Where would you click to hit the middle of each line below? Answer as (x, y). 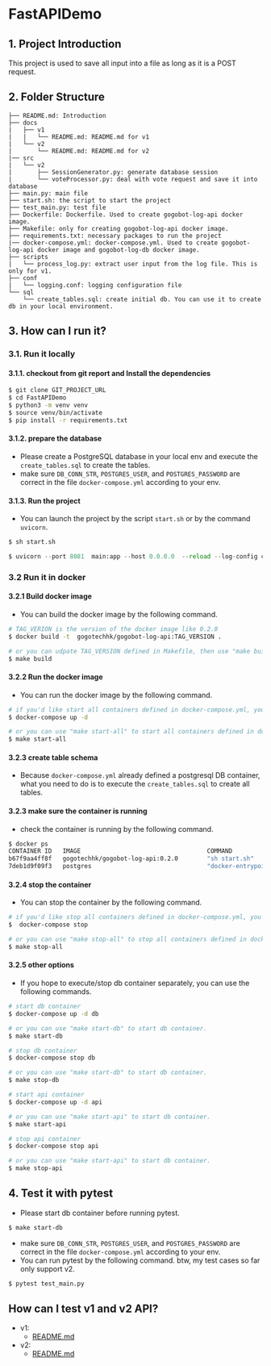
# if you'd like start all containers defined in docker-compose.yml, (129, 710)
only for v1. (30, 271)
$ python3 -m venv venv (48, 405)
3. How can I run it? (58, 331)
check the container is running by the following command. (117, 829)
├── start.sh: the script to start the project (90, 200)
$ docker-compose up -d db (54, 1013)
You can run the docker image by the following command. (116, 695)
